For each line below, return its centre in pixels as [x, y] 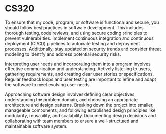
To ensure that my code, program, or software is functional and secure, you [82, 22]
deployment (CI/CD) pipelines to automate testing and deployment [73, 43]
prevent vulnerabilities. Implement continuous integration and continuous [80, 38]
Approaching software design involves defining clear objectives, [70, 94]
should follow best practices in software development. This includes [75, 27]
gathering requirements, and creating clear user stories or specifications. [80, 74]
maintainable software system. [36, 126]
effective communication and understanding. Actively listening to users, [78, 69]
